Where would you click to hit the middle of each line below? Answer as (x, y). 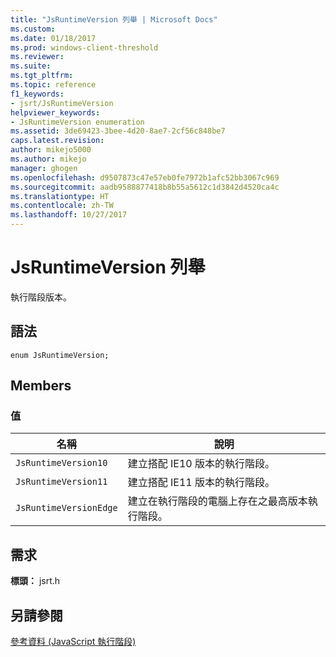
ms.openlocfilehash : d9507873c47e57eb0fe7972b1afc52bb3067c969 (145, 177)
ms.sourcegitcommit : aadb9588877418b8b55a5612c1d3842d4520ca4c (145, 187)
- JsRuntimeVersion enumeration (77, 122)
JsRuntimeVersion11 (61, 482)
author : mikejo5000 (51, 150)
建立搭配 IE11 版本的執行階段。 (201, 483)
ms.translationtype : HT (60, 196)
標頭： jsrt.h (35, 581)
